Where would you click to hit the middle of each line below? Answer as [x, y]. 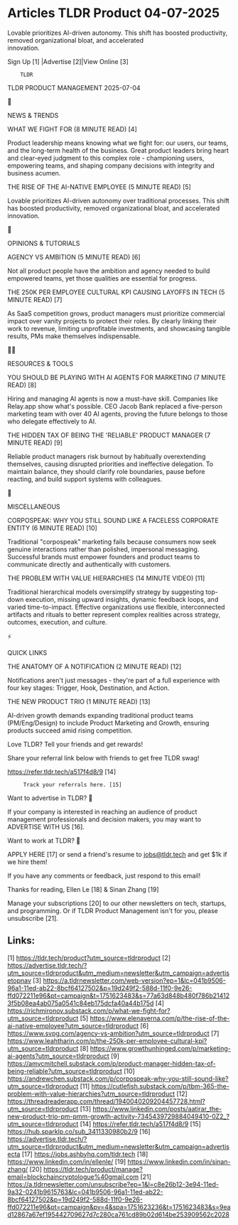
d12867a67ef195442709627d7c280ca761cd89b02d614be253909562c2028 [118, 1214]
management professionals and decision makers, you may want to [104, 819]
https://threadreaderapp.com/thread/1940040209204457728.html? [107, 1101]
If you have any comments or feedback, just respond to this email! [104, 875]
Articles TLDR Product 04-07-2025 [114, 13]
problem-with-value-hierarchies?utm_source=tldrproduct [91, 1094]
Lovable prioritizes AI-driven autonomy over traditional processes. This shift [118, 200]
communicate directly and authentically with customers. [90, 564]
